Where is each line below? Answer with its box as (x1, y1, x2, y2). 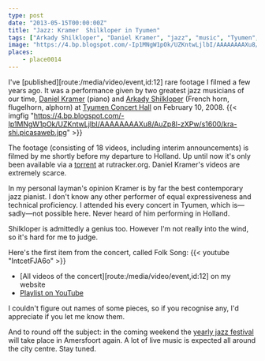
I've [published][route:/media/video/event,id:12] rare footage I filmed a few (8, 77, 251, 87)
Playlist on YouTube (19, 288, 84, 297)
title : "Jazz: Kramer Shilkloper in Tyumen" (8, 26, 160, 34)
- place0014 (22, 56, 62, 64)
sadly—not (8, 209, 43, 218)
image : (8, 41, 30, 49)
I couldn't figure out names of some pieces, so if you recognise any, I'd (8, 303, 239, 313)
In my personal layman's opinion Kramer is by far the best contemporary (8, 183, 244, 193)
